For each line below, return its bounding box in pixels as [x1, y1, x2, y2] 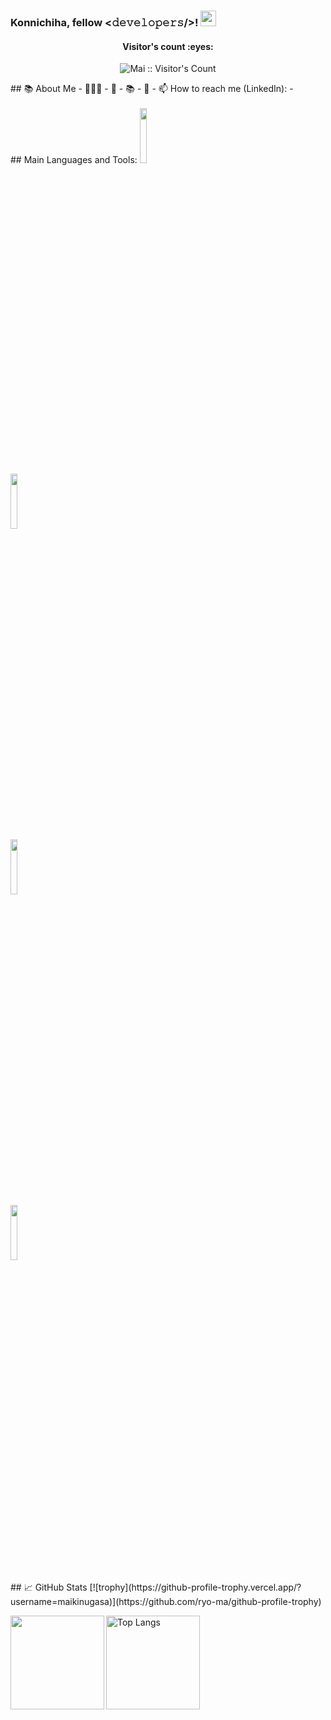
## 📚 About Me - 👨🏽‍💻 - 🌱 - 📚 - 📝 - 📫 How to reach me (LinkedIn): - [10, 83, 294, 95]
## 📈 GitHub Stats [10, 1581, 88, 1594]
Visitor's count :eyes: [122, 40, 214, 52]
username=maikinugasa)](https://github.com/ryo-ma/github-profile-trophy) [10, 1596, 322, 1608]
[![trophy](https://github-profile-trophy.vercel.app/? [89, 1581, 302, 1594]
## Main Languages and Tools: [10, 153, 138, 165]
